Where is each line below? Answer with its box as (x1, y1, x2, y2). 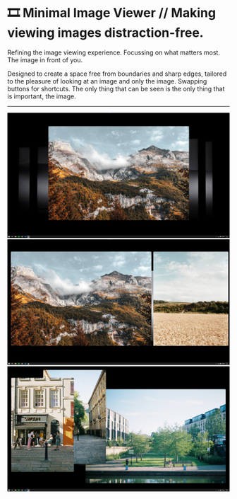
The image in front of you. (7, 55, 83, 64)
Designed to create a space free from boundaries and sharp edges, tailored (7, 69, 227, 78)
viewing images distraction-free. (7, 25, 204, 41)
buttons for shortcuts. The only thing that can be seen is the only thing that (7, 84, 225, 93)
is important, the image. (7, 92, 76, 101)
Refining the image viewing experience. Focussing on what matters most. (7, 48, 221, 57)
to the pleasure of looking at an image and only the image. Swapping (7, 76, 207, 85)
